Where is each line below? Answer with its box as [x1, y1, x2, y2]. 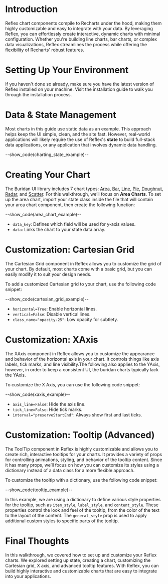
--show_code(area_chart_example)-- [5, 211, 82, 217]
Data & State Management [5, 109, 116, 121]
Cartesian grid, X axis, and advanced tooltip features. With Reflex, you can [5, 562, 159, 568]
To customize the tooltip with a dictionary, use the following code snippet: [5, 477, 158, 483]
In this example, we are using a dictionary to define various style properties [5, 496, 161, 502]
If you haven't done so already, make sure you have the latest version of [5, 81, 154, 87]
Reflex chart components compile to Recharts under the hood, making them [5, 20, 162, 26]
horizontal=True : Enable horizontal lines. [12, 306, 97, 312]
